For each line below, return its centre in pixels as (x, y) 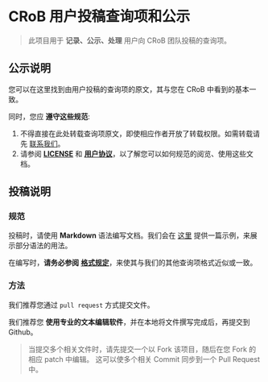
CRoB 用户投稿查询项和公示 (99, 17)
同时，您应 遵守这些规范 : (49, 116)
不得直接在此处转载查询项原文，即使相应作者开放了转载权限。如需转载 (136, 133)
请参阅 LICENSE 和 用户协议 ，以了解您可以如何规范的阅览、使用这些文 (136, 153)
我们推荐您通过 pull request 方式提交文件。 (81, 305)
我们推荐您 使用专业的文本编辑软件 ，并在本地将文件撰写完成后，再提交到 (129, 322)
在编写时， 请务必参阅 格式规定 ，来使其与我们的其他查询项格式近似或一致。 (133, 263)
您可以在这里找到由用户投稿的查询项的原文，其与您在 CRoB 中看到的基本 (129, 89)
